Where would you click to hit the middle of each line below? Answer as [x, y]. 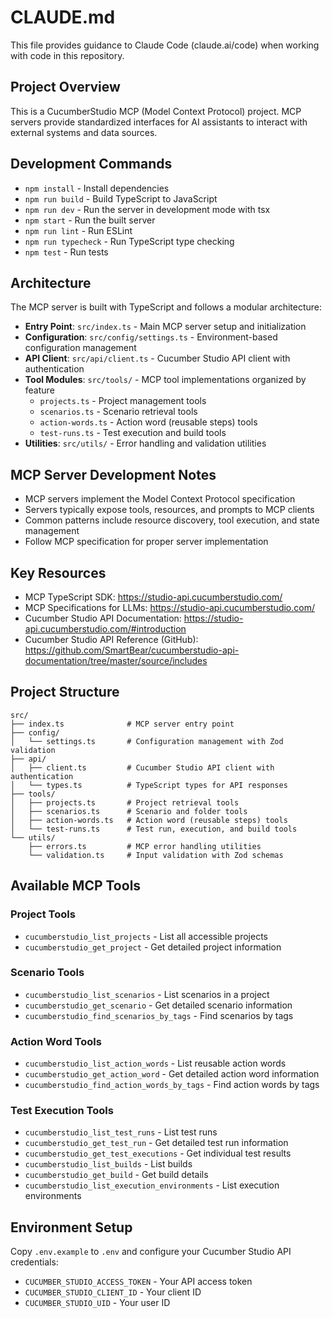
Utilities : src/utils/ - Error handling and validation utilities [145, 443]
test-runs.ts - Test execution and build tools [133, 433]
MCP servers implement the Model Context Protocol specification [160, 499]
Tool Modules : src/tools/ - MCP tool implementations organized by [165, 380]
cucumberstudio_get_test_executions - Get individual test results [158, 1153]
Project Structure [65, 692]
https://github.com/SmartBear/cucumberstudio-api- [132, 650]
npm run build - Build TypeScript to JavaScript [121, 198]
